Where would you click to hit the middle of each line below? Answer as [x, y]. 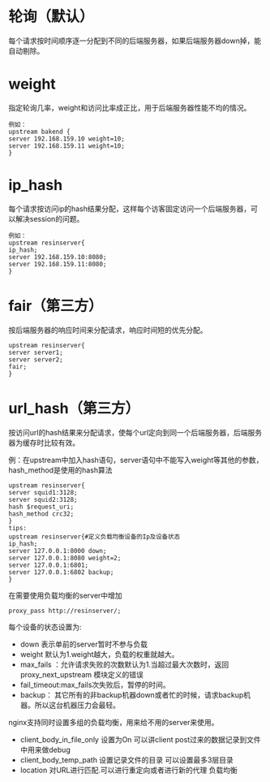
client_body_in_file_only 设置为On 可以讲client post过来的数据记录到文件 [140, 739]
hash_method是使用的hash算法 [60, 470]
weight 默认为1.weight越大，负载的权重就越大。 [99, 654]
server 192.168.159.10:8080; [58, 257]
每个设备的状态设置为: [45, 627]
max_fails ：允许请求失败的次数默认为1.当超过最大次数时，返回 [124, 664]
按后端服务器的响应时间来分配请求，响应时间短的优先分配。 [108, 330]
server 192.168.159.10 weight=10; [67, 139]
